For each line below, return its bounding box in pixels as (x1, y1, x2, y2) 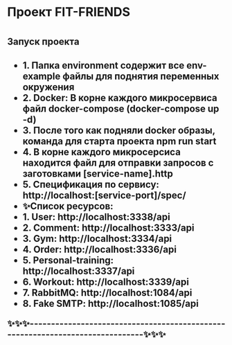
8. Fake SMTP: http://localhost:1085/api (22, 297, 199, 309)
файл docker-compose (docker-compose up (22, 103, 220, 114)
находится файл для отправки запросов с (22, 157, 214, 168)
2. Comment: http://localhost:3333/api (22, 222, 195, 233)
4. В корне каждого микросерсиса (22, 146, 181, 158)
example (22, 70, 61, 82)
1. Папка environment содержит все (22, 60, 185, 71)
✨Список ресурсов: (22, 200, 114, 212)
